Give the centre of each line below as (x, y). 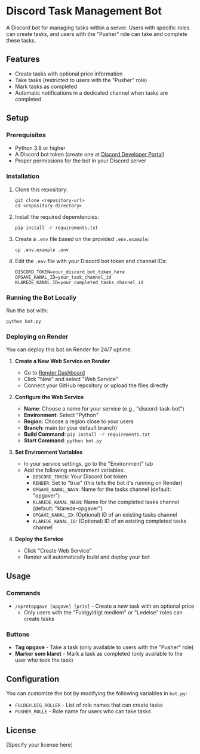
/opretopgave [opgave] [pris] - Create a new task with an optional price (104, 606)
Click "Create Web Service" (58, 551)
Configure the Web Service (49, 397)
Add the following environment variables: (74, 470)
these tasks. (21, 40)
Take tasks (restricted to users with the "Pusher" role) (81, 80)
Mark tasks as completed (46, 86)
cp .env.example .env (41, 250)
